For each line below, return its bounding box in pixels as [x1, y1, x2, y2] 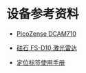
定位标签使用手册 [16, 58, 65, 66]
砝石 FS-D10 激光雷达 [16, 43, 77, 52]
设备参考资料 [6, 6, 80, 22]
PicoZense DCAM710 [16, 29, 77, 38]
